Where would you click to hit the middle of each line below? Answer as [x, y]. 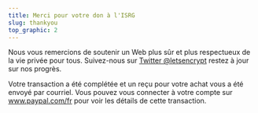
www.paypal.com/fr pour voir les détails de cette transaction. [107, 101]
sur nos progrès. [35, 69]
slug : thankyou [33, 23]
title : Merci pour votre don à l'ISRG [72, 15]
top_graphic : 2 [33, 30]
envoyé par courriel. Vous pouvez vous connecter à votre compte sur [121, 93]
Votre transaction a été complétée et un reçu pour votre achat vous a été [126, 84]
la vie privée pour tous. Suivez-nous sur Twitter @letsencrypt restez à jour [129, 60]
